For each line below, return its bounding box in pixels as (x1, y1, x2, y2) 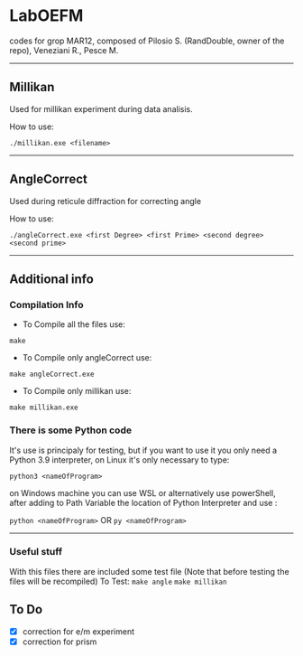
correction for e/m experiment (22, 625, 135, 637)
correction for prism (22, 636, 97, 647)
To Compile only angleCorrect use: (22, 352, 152, 363)
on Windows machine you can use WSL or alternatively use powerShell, (9, 487, 277, 498)
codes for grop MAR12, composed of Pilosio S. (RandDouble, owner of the (9, 35, 285, 46)
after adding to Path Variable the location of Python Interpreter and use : (9, 497, 278, 508)
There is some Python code (9, 424, 133, 436)
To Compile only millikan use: (22, 386, 132, 397)
